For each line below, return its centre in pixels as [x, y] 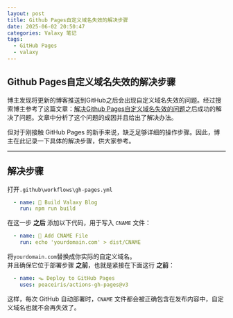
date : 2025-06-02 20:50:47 [46, 26]
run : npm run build [48, 209]
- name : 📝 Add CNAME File [51, 236]
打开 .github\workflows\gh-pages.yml [60, 189]
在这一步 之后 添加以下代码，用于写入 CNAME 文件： [79, 223]
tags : [15, 39]
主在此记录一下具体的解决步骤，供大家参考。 [71, 141]
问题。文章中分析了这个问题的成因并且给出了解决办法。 [98, 117]
